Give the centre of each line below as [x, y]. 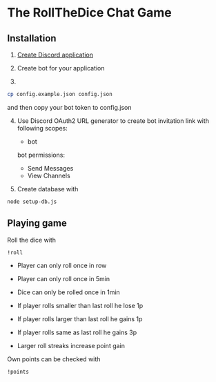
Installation [32, 38]
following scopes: [42, 128]
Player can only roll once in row [62, 265]
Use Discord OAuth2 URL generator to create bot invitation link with [113, 121]
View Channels [49, 175]
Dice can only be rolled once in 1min [69, 292]
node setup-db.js [32, 202]
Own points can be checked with [54, 359]
